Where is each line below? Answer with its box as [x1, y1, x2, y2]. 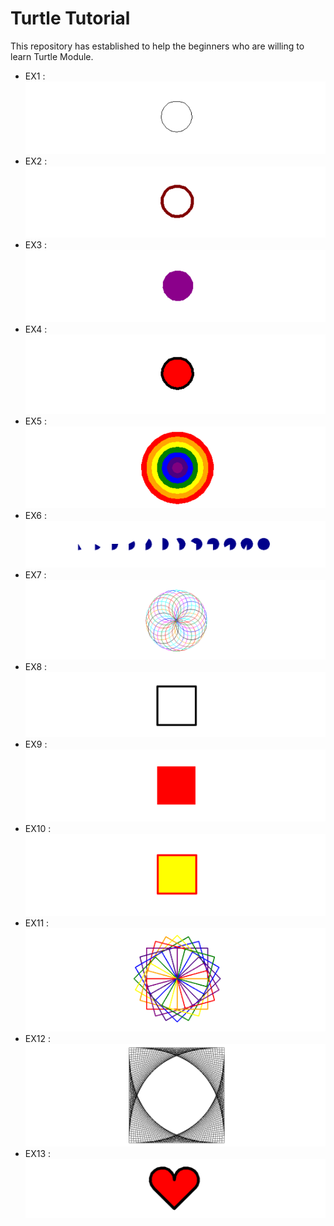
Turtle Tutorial [10, 7, 131, 30]
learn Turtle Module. [10, 50, 94, 62]
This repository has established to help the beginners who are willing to [10, 40, 305, 52]
